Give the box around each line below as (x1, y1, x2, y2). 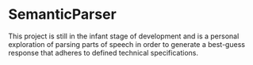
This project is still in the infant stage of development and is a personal (8, 31, 240, 41)
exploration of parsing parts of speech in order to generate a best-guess (8, 39, 246, 49)
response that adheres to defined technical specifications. (8, 48, 198, 57)
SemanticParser (8, 5, 117, 23)
